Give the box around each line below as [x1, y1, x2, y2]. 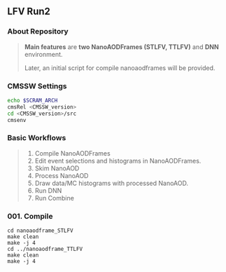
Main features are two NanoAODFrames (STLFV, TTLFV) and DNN [24, 42, 219, 51]
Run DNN [34, 186, 62, 195]
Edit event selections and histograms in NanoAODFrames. [34, 156, 202, 165]
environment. [24, 50, 63, 58]
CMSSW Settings [7, 81, 67, 90]
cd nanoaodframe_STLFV [7, 227, 73, 234]
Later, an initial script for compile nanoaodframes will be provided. [24, 63, 216, 72]
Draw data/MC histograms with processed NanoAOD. [34, 179, 189, 187]
